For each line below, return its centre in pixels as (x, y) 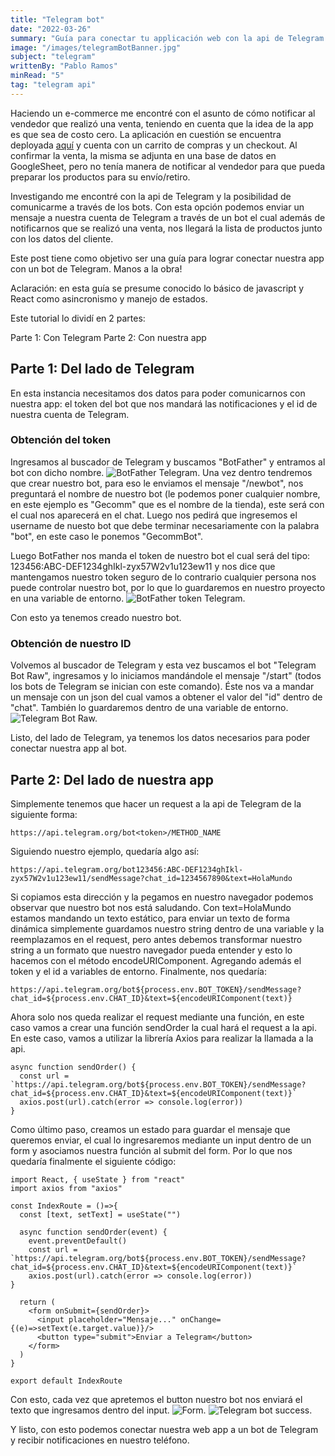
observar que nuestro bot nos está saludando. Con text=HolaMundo (151, 907)
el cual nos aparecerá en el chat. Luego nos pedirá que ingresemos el (154, 515)
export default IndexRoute (66, 1381)
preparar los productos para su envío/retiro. (100, 177)
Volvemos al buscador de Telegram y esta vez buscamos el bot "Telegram (163, 665)
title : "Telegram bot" (57, 19)
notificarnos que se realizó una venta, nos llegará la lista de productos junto (166, 228)
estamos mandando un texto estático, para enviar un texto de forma (150, 918)
